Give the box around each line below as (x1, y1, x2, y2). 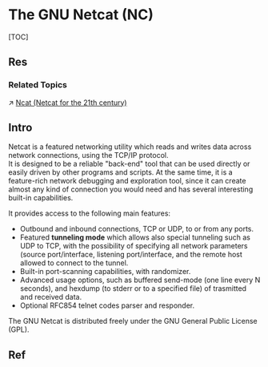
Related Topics (8, 79, 68, 91)
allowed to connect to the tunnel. (19, 258, 129, 268)
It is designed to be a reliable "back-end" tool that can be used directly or (8, 159, 250, 169)
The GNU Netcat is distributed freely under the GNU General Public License (8, 317, 258, 326)
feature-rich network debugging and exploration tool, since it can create (8, 176, 246, 186)
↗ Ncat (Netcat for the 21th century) (8, 98, 127, 107)
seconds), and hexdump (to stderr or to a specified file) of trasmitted (19, 284, 246, 293)
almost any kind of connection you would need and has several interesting (8, 184, 254, 194)
